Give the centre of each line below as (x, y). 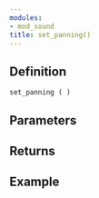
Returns (33, 151)
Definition (38, 71)
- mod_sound (32, 26)
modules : (26, 18)
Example (35, 182)
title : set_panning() (50, 35)
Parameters (43, 120)
